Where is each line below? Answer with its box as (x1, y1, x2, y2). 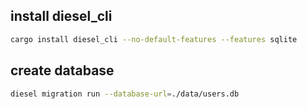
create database (10, 62, 115, 79)
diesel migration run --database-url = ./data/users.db (10, 89, 240, 99)
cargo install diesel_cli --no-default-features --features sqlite (10, 34, 298, 44)
